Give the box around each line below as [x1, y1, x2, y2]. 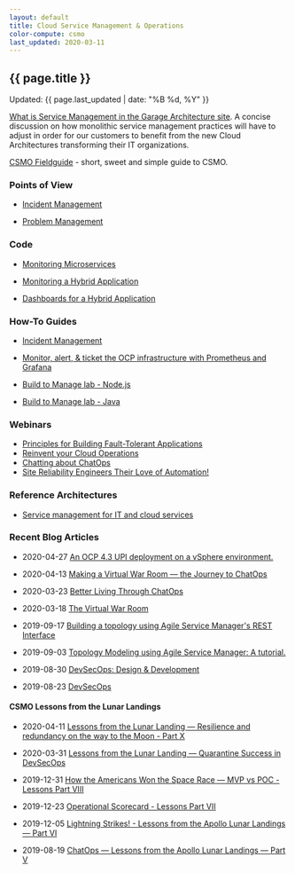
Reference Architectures [9, 489, 118, 501]
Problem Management [21, 216, 104, 227]
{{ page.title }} [9, 70, 91, 85]
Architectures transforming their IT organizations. [9, 139, 190, 151]
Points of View [9, 178, 74, 191]
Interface [21, 629, 56, 640]
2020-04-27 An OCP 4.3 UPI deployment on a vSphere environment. [21, 551, 274, 562]
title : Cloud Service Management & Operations [9, 21, 184, 30]
